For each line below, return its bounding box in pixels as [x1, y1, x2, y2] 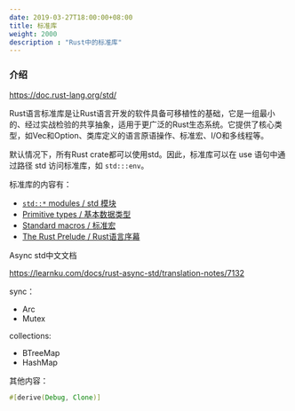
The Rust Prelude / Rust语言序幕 [21, 231, 140, 241]
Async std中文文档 [9, 249, 77, 260]
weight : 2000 [9, 29, 58, 38]
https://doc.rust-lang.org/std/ [9, 90, 117, 100]
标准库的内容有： [9, 178, 72, 189]
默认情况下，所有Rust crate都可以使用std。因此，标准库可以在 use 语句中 [9, 148, 278, 160]
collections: [9, 330, 52, 341]
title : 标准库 [9, 21, 58, 30]
